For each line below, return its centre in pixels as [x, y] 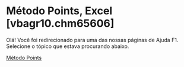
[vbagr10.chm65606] [60, 23]
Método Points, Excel [59, 11]
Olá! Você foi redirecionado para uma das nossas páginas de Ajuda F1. [92, 40]
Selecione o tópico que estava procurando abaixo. [68, 46]
